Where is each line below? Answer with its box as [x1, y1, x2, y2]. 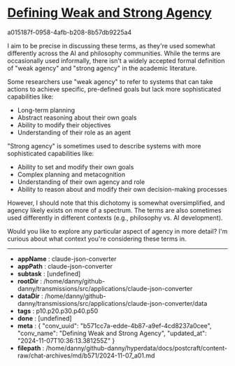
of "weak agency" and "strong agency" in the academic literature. [7, 64, 197, 72]
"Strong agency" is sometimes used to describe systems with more [7, 141, 201, 150]
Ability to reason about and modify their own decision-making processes [17, 185, 227, 193]
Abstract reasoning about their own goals [17, 113, 137, 122]
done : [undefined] [17, 314, 72, 323]
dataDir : [17, 292, 43, 300]
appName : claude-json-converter [17, 254, 117, 263]
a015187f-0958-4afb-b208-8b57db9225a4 [7, 28, 132, 36]
